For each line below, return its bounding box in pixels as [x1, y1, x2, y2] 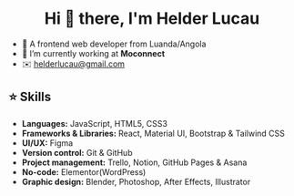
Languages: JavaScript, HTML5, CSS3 [21, 118, 167, 129]
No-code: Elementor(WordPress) [21, 166, 147, 177]
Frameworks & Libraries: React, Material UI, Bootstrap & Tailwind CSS [21, 128, 286, 139]
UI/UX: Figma [21, 137, 74, 149]
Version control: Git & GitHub [21, 147, 133, 158]
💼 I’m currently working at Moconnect [21, 47, 166, 58]
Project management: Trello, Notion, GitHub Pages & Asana [21, 157, 248, 168]
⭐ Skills [8, 89, 52, 105]
